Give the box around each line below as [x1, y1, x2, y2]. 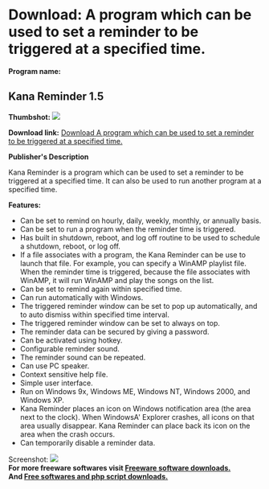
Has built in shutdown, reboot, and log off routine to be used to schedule [19, 232, 261, 242]
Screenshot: [8, 454, 49, 464]
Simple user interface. [19, 378, 94, 388]
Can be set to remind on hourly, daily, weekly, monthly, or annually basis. [19, 216, 262, 225]
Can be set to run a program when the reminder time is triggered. [19, 224, 236, 234]
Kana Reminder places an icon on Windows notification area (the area [19, 404, 251, 413]
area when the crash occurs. [19, 429, 115, 439]
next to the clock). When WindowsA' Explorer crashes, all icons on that [19, 412, 255, 421]
